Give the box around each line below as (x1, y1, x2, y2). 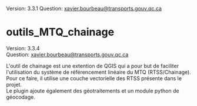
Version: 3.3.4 (6, 45, 40, 52)
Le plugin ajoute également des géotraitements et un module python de (6, 87, 179, 94)
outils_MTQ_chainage (6, 26, 115, 39)
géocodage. (6, 93, 35, 100)
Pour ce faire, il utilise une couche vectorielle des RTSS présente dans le (6, 74, 182, 81)
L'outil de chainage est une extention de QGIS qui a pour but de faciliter (6, 62, 179, 69)
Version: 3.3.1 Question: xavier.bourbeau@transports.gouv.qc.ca (6, 5, 162, 12)
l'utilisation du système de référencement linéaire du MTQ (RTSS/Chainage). (6, 69, 191, 76)
